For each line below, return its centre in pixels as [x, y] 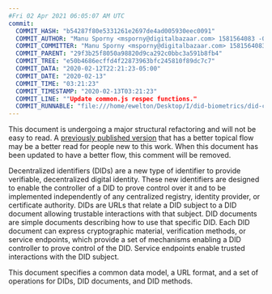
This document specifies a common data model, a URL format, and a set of [134, 273]
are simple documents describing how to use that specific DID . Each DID [129, 223]
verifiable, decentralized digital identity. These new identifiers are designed [134, 180]
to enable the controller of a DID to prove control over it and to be [117, 188]
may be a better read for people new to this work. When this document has [134, 147]
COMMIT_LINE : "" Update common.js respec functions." [106, 99]
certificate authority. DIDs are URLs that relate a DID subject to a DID [123, 205]
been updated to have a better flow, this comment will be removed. [120, 156]
